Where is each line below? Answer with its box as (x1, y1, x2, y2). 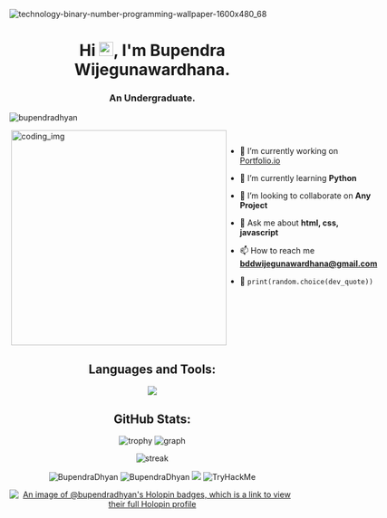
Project (239, 200, 268, 211)
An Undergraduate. (108, 91, 197, 104)
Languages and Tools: (88, 361, 217, 377)
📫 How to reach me (239, 245, 315, 256)
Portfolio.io (239, 155, 281, 167)
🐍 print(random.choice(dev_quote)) (239, 276, 373, 287)
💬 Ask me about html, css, (239, 217, 339, 228)
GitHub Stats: (112, 411, 192, 427)
